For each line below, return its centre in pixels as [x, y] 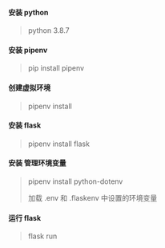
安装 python [28, 12]
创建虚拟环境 [29, 87]
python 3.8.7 [48, 30]
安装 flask [25, 125]
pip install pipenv [56, 68]
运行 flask [25, 218]
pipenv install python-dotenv [75, 181]
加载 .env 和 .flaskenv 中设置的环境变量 [93, 198]
